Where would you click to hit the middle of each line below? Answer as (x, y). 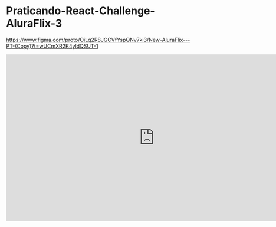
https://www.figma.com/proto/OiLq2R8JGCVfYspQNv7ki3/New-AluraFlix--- (98, 40)
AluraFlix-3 (34, 23)
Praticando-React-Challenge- (80, 11)
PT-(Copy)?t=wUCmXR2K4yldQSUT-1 (52, 46)
